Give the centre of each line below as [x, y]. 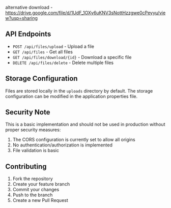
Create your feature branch [41, 184]
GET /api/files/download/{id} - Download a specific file [72, 57]
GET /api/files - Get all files [42, 52]
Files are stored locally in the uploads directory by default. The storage [79, 91]
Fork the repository [33, 179]
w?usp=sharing [22, 18]
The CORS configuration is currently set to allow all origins [74, 140]
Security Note [28, 112]
